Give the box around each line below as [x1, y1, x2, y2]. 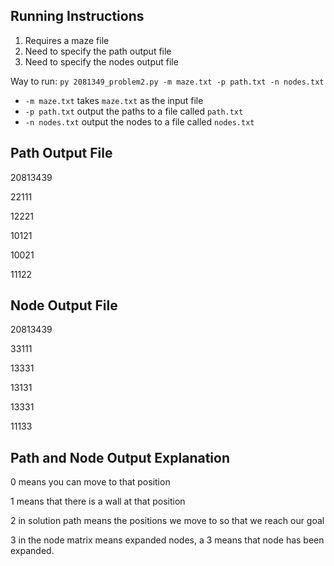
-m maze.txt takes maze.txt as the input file [24, 94, 204, 106]
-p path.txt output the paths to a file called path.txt [24, 105, 244, 117]
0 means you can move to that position [10, 476, 171, 488]
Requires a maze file [24, 34, 110, 46]
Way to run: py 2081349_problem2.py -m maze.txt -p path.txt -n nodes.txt [10, 75, 325, 87]
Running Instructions [10, 8, 145, 25]
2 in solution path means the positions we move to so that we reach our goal [10, 515, 325, 527]
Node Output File [10, 297, 118, 314]
